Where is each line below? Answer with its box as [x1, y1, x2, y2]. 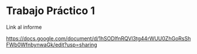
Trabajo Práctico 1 [6, 4, 96, 18]
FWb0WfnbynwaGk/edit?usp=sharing [6, 41, 98, 48]
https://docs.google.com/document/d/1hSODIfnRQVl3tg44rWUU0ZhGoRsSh [6, 35, 191, 42]
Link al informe [6, 23, 42, 31]
